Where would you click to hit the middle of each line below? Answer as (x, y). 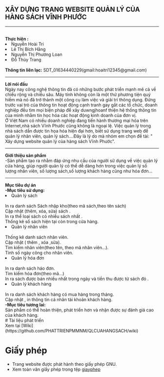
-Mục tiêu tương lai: (25, 305)
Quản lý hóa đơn (28, 258)
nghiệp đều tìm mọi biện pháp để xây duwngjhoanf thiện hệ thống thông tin (81, 110)
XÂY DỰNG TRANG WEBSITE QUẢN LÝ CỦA (72, 10)
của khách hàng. (22, 315)
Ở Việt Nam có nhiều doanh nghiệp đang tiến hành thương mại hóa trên (77, 120)
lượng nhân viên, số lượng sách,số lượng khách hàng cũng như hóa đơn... (79, 171)
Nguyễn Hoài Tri (28, 44)
